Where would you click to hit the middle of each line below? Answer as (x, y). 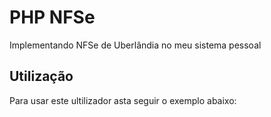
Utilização (41, 76)
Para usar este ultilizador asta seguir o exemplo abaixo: (123, 100)
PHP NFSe (52, 17)
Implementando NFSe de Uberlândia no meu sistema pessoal (135, 45)
